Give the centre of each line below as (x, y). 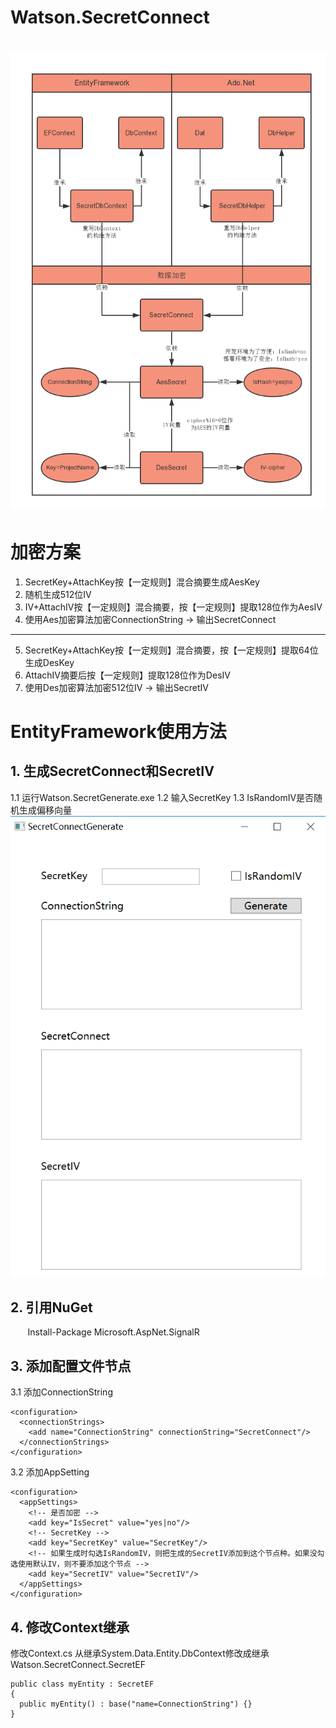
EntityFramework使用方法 (118, 731)
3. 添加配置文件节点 (71, 1366)
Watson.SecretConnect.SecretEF (78, 1665)
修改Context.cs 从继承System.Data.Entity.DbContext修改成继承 (140, 1653)
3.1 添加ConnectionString (61, 1392)
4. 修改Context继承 (70, 1627)
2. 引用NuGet (51, 1307)
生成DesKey (49, 662)
